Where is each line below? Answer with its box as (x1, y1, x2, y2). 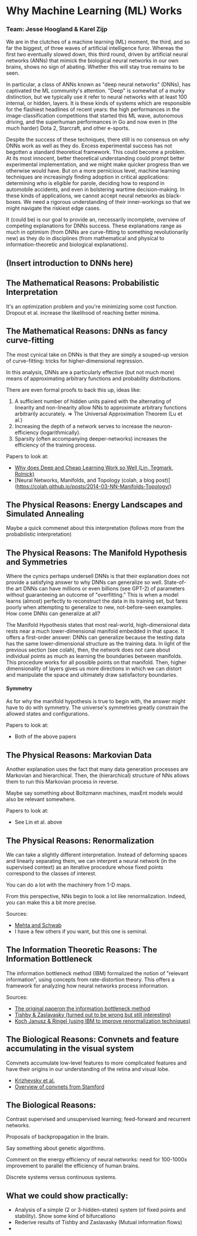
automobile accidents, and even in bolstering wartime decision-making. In (6, 186, 185, 193)
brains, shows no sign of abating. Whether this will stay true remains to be (6, 63, 185, 70)
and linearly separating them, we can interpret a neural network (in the (6, 857, 177, 864)
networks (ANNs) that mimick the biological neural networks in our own (6, 57, 179, 64)
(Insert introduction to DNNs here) (6, 258, 134, 268)
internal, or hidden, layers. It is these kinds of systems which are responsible (6, 100, 191, 107)
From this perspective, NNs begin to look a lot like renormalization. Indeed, (6, 892, 186, 899)
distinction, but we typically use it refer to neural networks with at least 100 (6, 93, 188, 100)
